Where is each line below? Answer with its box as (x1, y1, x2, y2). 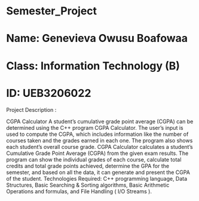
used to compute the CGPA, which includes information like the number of (6, 130, 189, 138)
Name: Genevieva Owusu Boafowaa (6, 32, 188, 45)
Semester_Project (6, 4, 97, 18)
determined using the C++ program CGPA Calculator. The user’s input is (6, 124, 183, 131)
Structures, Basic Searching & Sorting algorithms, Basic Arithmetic (6, 181, 170, 188)
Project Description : (6, 106, 57, 113)
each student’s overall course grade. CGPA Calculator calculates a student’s (6, 143, 193, 150)
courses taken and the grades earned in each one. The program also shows (6, 136, 193, 144)
